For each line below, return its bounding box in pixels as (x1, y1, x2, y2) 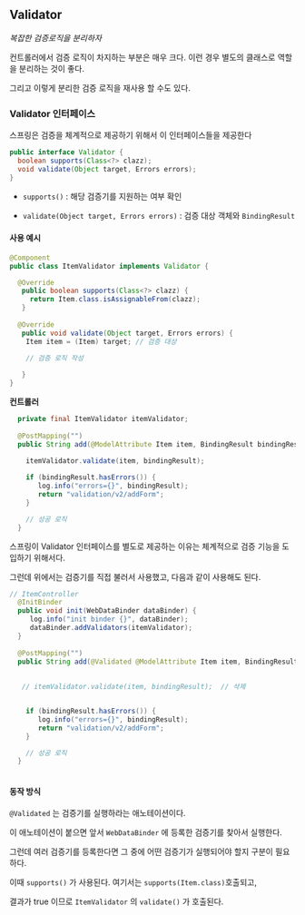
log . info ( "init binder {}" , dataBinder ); (29, 615, 189, 625)
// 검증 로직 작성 (25, 354, 84, 363)
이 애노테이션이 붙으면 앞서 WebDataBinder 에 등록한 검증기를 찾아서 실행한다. (9, 827, 283, 838)
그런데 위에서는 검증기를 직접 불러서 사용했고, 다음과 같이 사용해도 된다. (9, 571, 261, 582)
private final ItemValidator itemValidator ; (17, 415, 189, 424)
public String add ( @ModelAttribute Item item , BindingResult (17, 439, 254, 448)
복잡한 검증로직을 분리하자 (9, 32, 103, 44)
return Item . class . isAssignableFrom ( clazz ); (29, 295, 202, 304)
